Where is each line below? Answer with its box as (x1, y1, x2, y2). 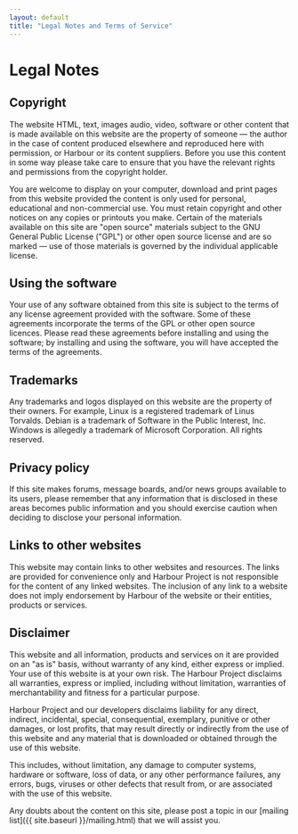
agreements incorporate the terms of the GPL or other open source (9, 318, 255, 329)
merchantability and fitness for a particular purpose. (9, 687, 200, 698)
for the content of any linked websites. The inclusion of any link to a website (9, 581, 288, 591)
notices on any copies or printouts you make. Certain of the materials (9, 211, 262, 223)
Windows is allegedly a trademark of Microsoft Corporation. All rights (9, 425, 263, 435)
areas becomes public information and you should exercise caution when (9, 502, 278, 513)
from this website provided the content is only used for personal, (9, 193, 246, 203)
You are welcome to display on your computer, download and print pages (9, 184, 278, 194)
